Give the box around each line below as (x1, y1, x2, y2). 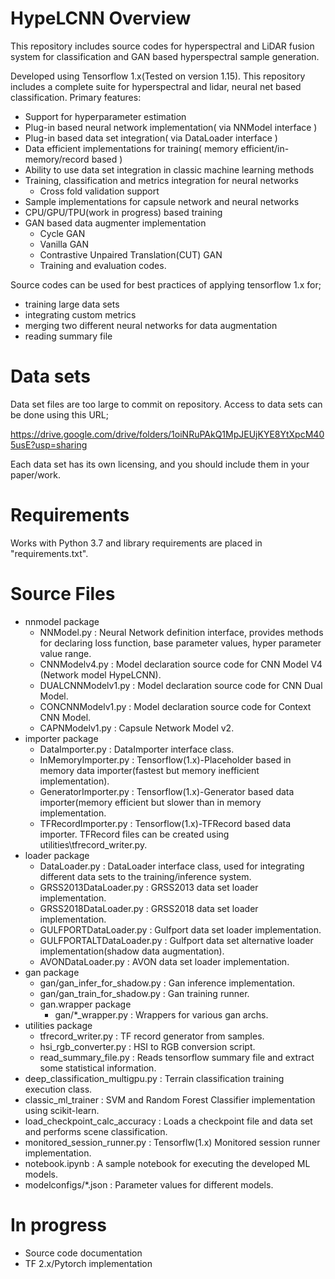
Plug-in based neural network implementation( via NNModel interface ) (24, 121, 318, 133)
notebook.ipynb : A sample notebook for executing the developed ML (24, 1157, 311, 1169)
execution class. (24, 1083, 93, 1095)
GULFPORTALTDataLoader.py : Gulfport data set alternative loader (39, 934, 314, 946)
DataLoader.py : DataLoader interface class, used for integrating (39, 860, 305, 872)
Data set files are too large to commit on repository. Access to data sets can (10, 398, 323, 410)
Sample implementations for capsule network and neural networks (24, 195, 300, 207)
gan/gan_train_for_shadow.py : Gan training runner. (39, 987, 250, 999)
